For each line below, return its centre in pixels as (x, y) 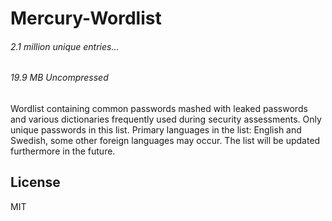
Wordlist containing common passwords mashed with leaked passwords (159, 108)
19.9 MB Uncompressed (59, 78)
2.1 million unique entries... (65, 46)
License (35, 182)
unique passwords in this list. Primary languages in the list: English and (156, 130)
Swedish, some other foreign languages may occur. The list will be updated (165, 140)
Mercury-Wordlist (86, 18)
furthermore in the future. (63, 151)
